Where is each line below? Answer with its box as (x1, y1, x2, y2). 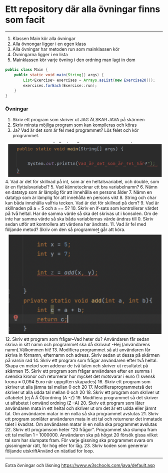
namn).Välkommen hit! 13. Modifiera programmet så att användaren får (5, 347, 151, 353)
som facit (5, 14, 45, 26)
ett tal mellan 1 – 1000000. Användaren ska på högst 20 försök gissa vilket (5, 432, 158, 438)
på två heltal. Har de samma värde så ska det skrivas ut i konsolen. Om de (5, 210, 158, 216)
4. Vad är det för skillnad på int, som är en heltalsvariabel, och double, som (5, 179, 159, 185)
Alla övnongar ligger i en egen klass (12, 41, 86, 47)
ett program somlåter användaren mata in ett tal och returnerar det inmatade (5, 416, 162, 422)
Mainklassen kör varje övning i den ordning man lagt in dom (12, 57, 136, 63)
